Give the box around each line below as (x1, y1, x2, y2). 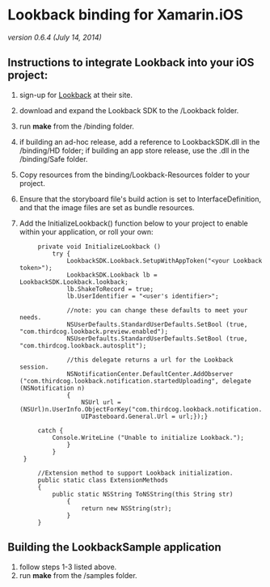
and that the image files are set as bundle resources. (19, 202, 195, 212)
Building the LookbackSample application (7, 540, 221, 555)
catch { (37, 426, 64, 434)
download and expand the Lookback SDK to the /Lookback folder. (19, 105, 239, 115)
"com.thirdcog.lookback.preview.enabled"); (19, 327, 169, 336)
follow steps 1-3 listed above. (19, 562, 117, 572)
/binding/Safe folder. (19, 154, 88, 163)
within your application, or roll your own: (19, 226, 154, 236)
